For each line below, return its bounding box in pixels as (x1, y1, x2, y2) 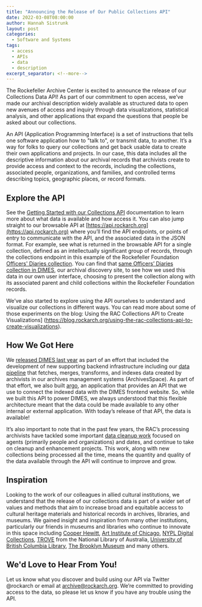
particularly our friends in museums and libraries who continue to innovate (6, 523, 191, 530)
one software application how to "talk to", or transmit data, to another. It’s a (6, 137, 192, 145)
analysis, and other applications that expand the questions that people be (6, 113, 188, 120)
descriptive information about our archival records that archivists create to (6, 156, 191, 163)
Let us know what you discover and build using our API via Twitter (6, 576, 170, 583)
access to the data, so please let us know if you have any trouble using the (6, 588, 191, 596)
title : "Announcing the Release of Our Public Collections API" (6, 8, 171, 15)
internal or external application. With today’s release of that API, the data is (6, 407, 191, 414)
